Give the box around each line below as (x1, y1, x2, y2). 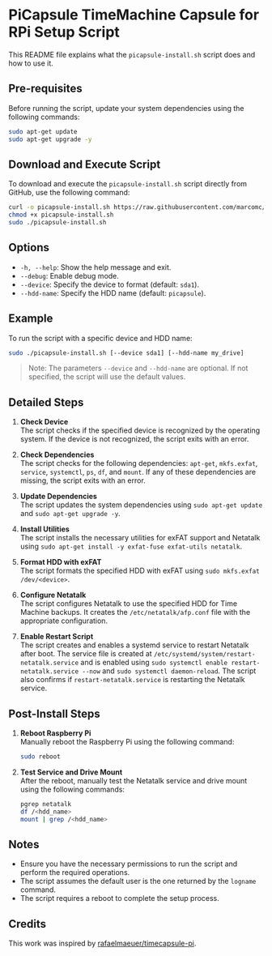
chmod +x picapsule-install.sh (8, 211, 114, 220)
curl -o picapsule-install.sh (8, 203, 111, 211)
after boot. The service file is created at (19, 649, 152, 659)
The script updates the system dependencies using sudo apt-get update (19, 500, 263, 510)
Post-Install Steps (8, 706, 101, 720)
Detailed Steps (8, 395, 84, 409)
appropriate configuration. (19, 616, 108, 625)
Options (8, 241, 50, 254)
